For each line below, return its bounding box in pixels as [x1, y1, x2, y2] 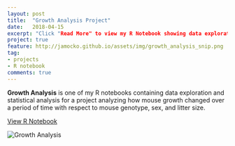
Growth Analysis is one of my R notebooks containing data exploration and [7, 88, 225, 97]
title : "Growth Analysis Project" [7, 17, 111, 24]
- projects [7, 56, 39, 63]
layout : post [7, 10, 45, 18]
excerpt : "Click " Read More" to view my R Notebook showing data [7, 29, 202, 37]
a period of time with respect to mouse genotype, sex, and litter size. [7, 103, 206, 112]
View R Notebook [7, 117, 57, 125]
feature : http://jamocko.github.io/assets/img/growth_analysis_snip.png [7, 43, 224, 50]
